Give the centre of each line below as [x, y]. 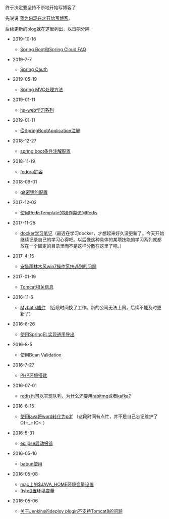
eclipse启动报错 [36, 443]
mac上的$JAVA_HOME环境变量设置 [57, 484]
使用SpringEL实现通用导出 [47, 334]
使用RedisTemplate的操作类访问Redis [59, 213]
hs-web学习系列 [37, 110]
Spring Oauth [34, 69]
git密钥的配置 [34, 192]
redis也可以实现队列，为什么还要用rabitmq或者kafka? [75, 396]
